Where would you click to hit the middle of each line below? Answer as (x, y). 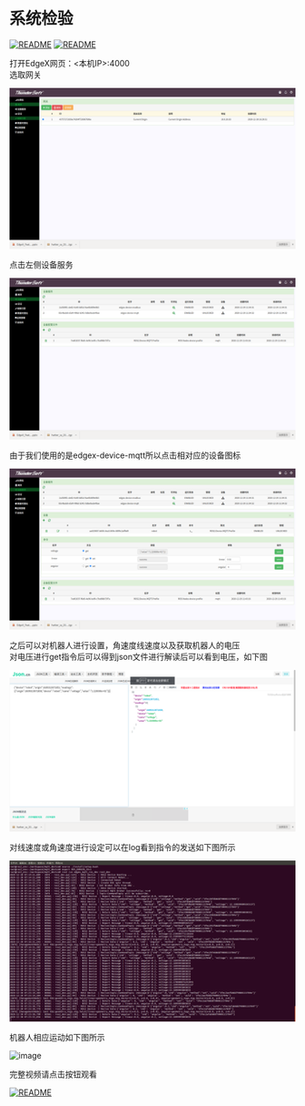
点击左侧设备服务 (41, 265)
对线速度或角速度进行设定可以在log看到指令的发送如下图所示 (123, 847)
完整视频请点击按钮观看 (53, 1074)
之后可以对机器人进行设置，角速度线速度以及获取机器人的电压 (125, 645)
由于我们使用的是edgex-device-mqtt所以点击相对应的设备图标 (125, 455)
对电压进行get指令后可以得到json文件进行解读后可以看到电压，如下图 (138, 657)
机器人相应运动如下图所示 (57, 1038)
